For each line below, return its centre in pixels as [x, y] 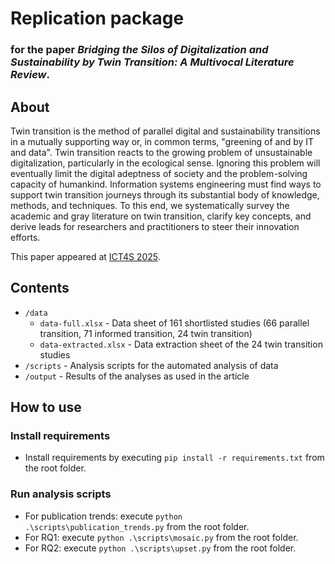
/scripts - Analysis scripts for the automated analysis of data [151, 365]
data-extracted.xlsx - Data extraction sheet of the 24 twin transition [181, 344]
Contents [40, 288]
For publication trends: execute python [103, 516]
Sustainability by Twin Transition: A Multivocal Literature [152, 62]
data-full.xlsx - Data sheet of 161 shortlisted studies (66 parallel [174, 323]
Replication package [97, 18]
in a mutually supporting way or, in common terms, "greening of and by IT [162, 141]
